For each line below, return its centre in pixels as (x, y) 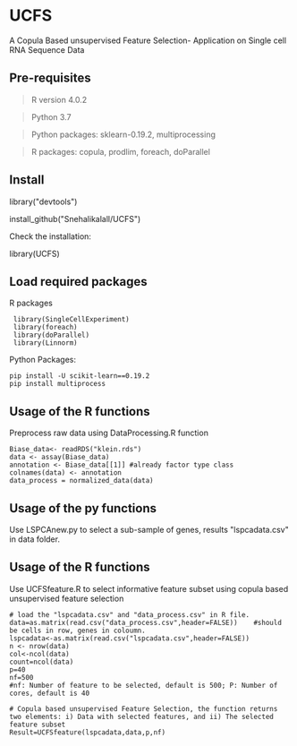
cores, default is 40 (50, 693)
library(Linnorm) (45, 343)
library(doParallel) (51, 335)
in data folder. (35, 539)
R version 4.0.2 (59, 99)
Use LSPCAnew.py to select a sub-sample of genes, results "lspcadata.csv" (149, 530)
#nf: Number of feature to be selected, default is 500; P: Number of (144, 685)
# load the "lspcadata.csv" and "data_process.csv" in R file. (130, 614)
